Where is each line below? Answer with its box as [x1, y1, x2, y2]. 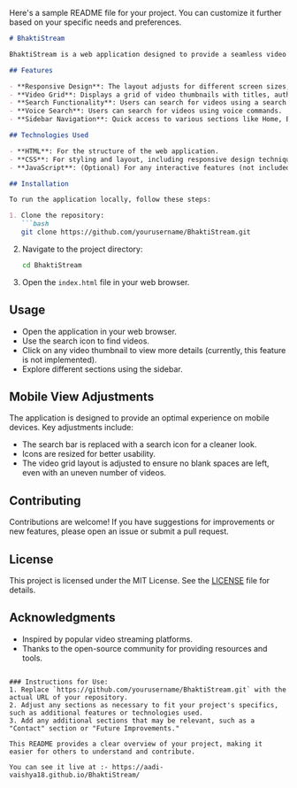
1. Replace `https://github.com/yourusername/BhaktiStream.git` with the [9, 685, 287, 694]
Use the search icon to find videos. [21, 336, 150, 346]
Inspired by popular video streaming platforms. [21, 633, 193, 645]
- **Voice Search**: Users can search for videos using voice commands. [9, 106, 283, 116]
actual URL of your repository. [9, 692, 128, 702]
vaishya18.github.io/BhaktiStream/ [9, 770, 141, 779]
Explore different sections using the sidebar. [21, 363, 183, 375]
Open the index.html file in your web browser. [21, 276, 190, 287]
